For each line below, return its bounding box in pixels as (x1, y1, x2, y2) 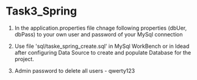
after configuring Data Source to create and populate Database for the (14, 48, 192, 56)
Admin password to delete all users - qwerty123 (14, 67, 135, 74)
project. (14, 55, 34, 62)
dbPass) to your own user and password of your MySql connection (14, 30, 183, 38)
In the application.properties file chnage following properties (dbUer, (14, 24, 187, 32)
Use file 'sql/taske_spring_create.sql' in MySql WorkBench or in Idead (14, 42, 190, 50)
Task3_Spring (5, 4, 77, 18)
